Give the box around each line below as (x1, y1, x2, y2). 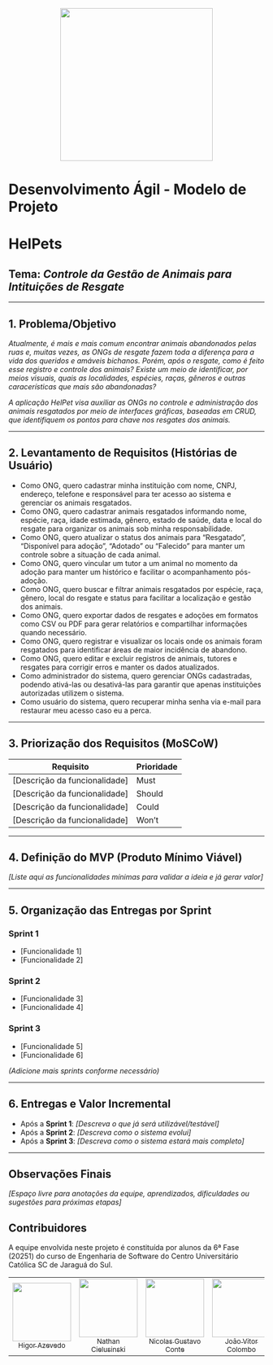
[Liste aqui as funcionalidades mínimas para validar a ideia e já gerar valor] (8, 872, 264, 882)
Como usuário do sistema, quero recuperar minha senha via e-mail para (19, 696, 262, 706)
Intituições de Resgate (8, 279, 124, 293)
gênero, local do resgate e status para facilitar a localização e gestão (19, 593, 252, 603)
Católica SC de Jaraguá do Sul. (8, 1260, 113, 1270)
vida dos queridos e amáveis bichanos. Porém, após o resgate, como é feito (8, 356, 265, 366)
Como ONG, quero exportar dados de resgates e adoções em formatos (19, 610, 258, 620)
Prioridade (136, 761, 178, 772)
